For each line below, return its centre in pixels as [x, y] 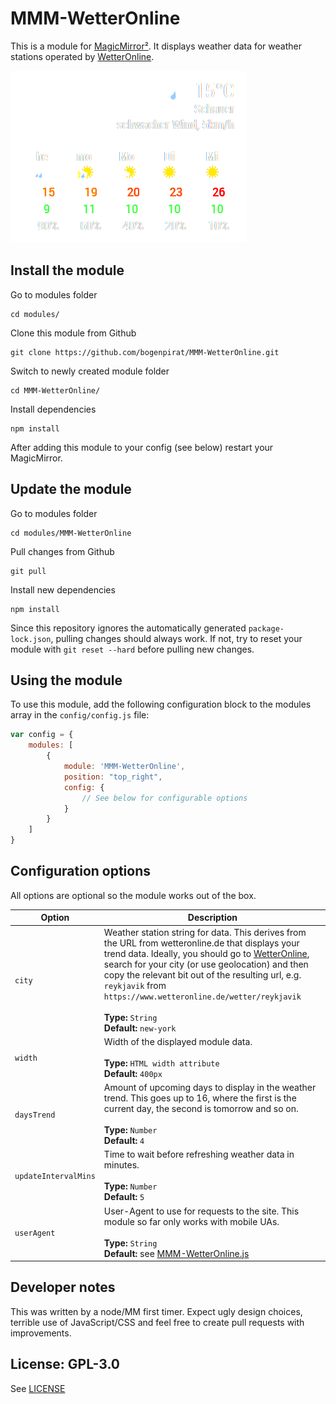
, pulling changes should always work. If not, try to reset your [176, 638]
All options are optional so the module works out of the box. [133, 895]
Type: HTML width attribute [161, 1063]
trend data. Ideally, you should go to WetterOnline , [206, 953]
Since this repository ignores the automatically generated [128, 628]
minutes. [121, 1165]
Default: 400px [133, 1073]
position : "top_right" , [113, 777]
